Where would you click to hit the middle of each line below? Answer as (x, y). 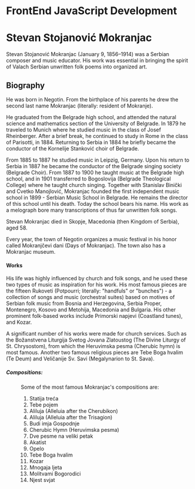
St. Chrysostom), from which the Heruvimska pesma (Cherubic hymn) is (93, 346)
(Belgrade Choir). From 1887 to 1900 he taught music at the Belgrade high (95, 172)
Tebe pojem (44, 405)
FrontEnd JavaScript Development (92, 11)
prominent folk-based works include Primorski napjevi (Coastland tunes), (95, 316)
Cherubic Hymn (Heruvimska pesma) (74, 430)
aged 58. (17, 228)
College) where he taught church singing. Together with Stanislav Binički (94, 185)
